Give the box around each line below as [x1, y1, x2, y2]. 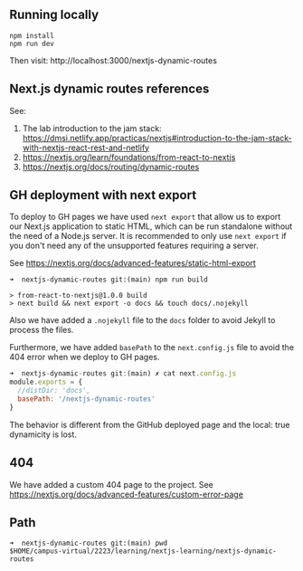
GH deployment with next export [9, 187, 197, 203]
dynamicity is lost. [9, 429, 77, 440]
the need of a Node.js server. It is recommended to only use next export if [9, 231, 287, 242]
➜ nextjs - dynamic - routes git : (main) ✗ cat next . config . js [9, 369, 237, 378]
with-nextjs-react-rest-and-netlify [22, 142, 150, 153]
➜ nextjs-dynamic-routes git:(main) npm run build [9, 275, 208, 284]
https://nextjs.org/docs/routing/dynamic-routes [22, 161, 200, 172]
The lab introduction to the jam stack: [22, 122, 162, 134]
